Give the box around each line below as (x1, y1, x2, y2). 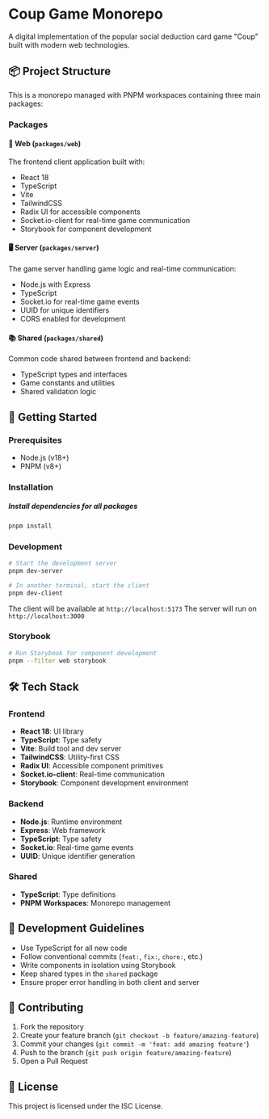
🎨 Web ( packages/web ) (8, 139, 82, 149)
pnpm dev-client (8, 589, 63, 597)
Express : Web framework (19, 825, 106, 835)
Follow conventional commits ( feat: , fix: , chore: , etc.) (19, 951, 204, 961)
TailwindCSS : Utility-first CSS (19, 752, 120, 762)
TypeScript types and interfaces (19, 369, 128, 380)
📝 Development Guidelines (8, 922, 145, 936)
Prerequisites (8, 434, 62, 445)
